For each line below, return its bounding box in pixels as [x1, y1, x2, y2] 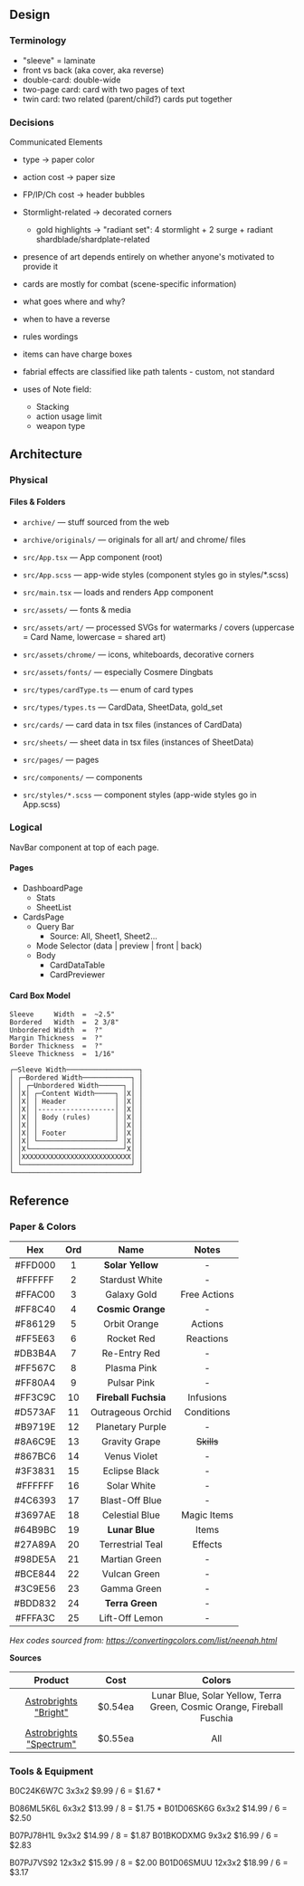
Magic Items [180, 1509, 233, 1521]
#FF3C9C [14, 1391, 56, 1404]
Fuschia [199, 1711, 233, 1724]
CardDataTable [49, 959, 106, 970]
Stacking [35, 401, 70, 412]
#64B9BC [14, 1523, 57, 1536]
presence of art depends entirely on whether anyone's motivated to [22, 251, 275, 262]
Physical [9, 474, 48, 487]
